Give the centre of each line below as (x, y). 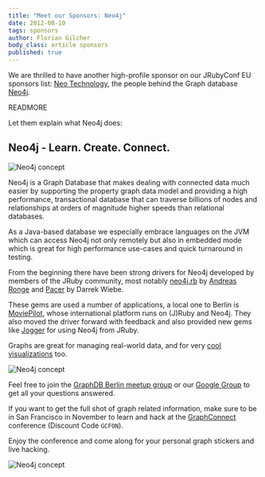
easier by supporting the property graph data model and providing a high (128, 191)
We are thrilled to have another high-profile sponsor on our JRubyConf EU (130, 75)
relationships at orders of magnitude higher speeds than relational (116, 207)
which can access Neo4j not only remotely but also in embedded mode (125, 240)
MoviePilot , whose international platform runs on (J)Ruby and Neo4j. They (130, 313)
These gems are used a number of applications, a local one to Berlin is (124, 304)
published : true (35, 52)
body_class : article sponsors (58, 45)
